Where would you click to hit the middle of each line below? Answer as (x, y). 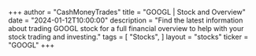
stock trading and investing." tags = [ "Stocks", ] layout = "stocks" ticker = (128, 37)
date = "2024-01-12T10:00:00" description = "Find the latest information (126, 20)
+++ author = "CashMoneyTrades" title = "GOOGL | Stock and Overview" (127, 12)
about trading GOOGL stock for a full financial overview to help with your (126, 28)
